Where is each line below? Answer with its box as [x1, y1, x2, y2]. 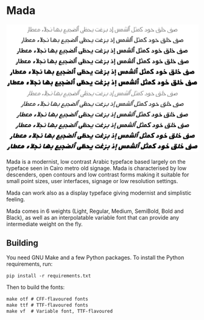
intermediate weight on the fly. [6, 220, 83, 228]
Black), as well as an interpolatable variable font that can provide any [6, 214, 180, 221]
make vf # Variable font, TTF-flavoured [6, 308, 113, 315]
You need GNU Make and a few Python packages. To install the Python [6, 254, 185, 262]
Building [6, 238, 38, 248]
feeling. [6, 195, 26, 203]
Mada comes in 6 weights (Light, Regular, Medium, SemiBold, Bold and [6, 207, 184, 215]
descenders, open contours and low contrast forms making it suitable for [6, 171, 189, 178]
